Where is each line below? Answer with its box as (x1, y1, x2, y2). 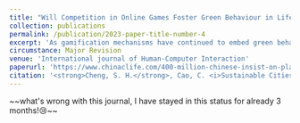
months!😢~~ (9, 104, 58, 116)
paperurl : (9, 63, 46, 72)
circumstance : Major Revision (9, 46, 122, 55)
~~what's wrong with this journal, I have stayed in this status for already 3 (9, 95, 281, 106)
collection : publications (9, 21, 105, 30)
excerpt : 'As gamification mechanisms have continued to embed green (9, 37, 274, 47)
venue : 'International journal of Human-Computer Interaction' (9, 54, 250, 63)
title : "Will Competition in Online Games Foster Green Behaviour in (9, 12, 274, 22)
